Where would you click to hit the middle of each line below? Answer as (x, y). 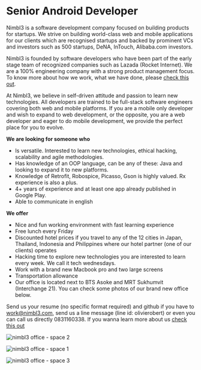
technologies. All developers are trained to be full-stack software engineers (100, 102)
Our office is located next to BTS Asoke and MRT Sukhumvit (89, 282)
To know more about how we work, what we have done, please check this (97, 77)
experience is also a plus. (46, 182)
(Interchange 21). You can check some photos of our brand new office (102, 288)
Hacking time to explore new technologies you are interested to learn (100, 257)
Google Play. (31, 195)
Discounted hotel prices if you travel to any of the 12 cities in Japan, (99, 237)
